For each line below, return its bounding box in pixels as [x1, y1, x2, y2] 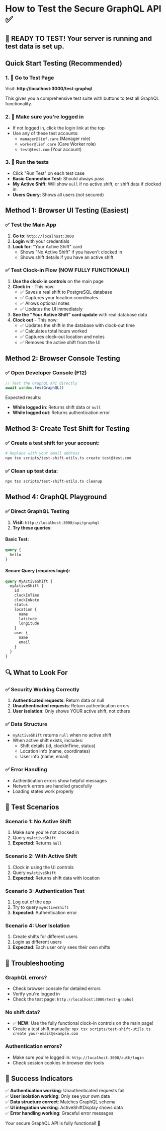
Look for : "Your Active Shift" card [12, 243, 82, 249]
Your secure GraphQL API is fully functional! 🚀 [5, 1120, 101, 1126]
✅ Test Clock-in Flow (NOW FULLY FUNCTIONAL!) [5, 267, 130, 274]
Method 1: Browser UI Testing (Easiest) [5, 206, 129, 215]
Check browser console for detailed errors [12, 985, 101, 991]
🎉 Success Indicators [5, 1074, 73, 1083]
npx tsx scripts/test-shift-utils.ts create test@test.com [5, 455, 132, 460]
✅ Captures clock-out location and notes [20, 334, 105, 340]
